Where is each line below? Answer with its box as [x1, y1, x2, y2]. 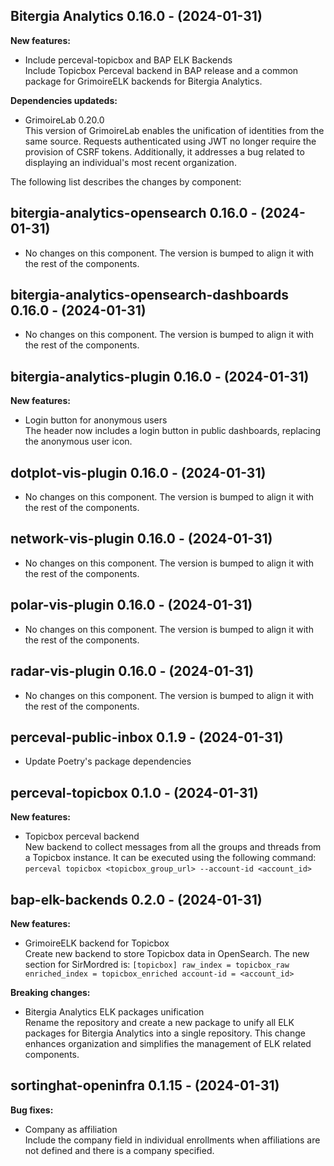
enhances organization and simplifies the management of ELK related [24, 1037, 312, 1049]
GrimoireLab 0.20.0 [24, 114, 105, 126]
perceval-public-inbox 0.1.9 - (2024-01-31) [10, 729, 284, 746]
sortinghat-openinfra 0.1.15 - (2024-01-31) [10, 1077, 280, 1094]
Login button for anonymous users [24, 414, 168, 426]
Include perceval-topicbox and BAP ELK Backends [24, 54, 233, 66]
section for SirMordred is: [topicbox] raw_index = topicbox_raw [24, 958, 290, 970]
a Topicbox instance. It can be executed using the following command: [24, 852, 317, 864]
